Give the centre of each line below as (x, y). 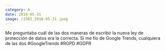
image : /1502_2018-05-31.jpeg (37, 19)
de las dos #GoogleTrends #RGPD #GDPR (48, 44)
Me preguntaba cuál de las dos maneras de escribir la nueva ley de (74, 33)
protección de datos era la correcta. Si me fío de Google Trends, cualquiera (83, 38)
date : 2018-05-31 (23, 14)
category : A (17, 10)
